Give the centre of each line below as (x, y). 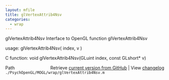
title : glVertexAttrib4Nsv (34, 15)
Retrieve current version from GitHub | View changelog (107, 68)
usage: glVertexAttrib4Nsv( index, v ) (44, 48)
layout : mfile (20, 10)
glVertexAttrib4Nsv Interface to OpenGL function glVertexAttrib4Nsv (76, 38)
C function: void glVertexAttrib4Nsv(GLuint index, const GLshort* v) (76, 58)
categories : (18, 19)
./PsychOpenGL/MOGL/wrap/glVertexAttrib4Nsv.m (55, 73)
